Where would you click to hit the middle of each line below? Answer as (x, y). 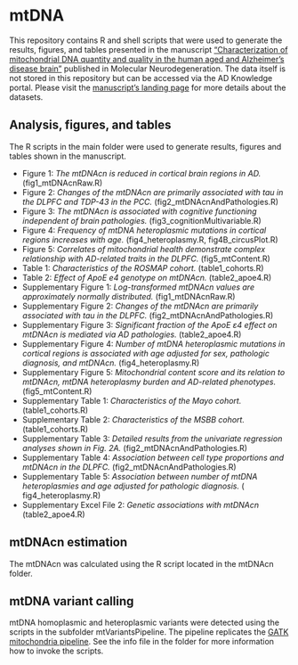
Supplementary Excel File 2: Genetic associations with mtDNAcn (141, 505)
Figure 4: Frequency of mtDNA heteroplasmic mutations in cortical (144, 230)
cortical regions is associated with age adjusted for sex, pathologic (145, 353)
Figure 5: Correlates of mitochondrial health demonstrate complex (144, 249)
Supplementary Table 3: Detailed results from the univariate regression (152, 439)
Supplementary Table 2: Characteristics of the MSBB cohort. (133, 419)
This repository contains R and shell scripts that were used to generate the (146, 40)
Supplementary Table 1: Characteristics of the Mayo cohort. (132, 400)
